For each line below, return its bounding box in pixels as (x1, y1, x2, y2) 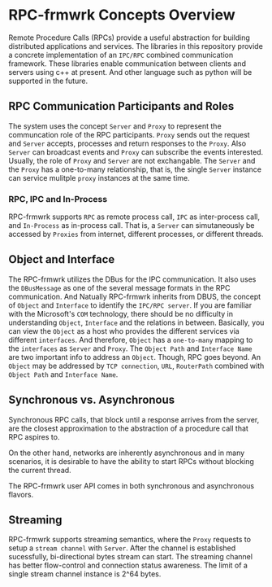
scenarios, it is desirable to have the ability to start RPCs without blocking (8, 456, 254, 466)
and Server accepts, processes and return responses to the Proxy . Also (8, 138, 246, 148)
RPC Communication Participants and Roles (8, 99, 235, 113)
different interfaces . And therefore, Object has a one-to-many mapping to (8, 335, 253, 344)
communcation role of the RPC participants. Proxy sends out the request (8, 129, 250, 139)
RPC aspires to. (8, 431, 60, 441)
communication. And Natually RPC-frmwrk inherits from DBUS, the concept (8, 291, 261, 301)
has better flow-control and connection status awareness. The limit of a (8, 560, 248, 571)
